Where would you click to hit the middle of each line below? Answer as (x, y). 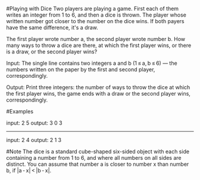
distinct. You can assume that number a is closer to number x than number (98, 164)
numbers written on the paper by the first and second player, (81, 70)
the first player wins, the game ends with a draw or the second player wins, (98, 94)
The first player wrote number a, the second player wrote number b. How (96, 39)
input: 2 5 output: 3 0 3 (34, 123)
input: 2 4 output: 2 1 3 (34, 140)
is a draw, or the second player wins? (52, 52)
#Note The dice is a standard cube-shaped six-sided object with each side (98, 151)
